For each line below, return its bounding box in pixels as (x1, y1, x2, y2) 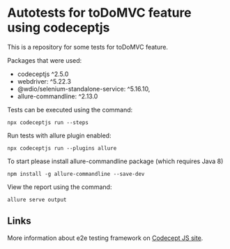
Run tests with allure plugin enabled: (7, 131, 112, 139)
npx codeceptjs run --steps (7, 119, 89, 126)
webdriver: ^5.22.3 (17, 77, 72, 85)
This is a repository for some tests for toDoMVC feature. (7, 43, 169, 51)
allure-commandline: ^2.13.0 (17, 92, 98, 100)
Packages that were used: (7, 56, 82, 64)
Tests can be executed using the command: (7, 105, 133, 114)
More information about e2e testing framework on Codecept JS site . (7, 234, 204, 242)
